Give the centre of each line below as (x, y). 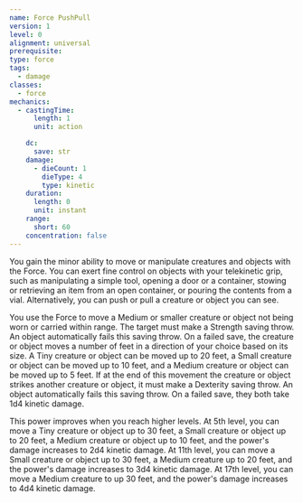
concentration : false (66, 236)
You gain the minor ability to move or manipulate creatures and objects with (150, 261)
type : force (32, 60)
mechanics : (30, 102)
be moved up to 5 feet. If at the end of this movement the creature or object (150, 375)
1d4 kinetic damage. (47, 404)
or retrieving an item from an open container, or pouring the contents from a (151, 290)
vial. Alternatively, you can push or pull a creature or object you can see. (144, 300)
